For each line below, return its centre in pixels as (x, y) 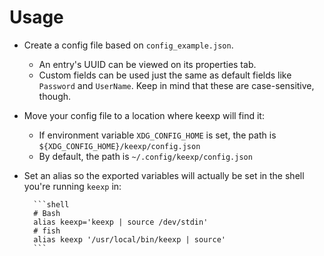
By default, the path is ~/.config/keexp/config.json (145, 156)
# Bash (47, 213)
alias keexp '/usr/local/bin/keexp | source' (129, 239)
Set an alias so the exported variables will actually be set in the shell (164, 175)
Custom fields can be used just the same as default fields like (165, 75)
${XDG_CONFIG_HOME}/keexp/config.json (119, 146)
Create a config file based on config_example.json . (128, 45)
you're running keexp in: (72, 186)
